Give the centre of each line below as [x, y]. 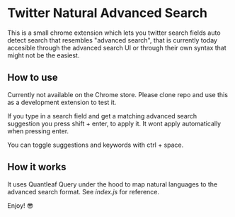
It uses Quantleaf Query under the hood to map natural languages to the [113, 184]
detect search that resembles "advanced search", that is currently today [113, 40]
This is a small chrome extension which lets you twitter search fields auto [114, 33]
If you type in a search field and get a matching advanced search [102, 116]
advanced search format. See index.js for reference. [84, 191]
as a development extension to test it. [62, 102]
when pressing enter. [38, 131]
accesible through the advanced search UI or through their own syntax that [117, 48]
